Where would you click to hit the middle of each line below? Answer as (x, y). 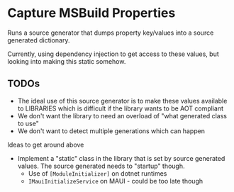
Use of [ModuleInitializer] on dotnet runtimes (97, 173)
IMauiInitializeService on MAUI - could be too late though (116, 181)
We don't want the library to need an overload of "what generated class (122, 115)
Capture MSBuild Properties (91, 13)
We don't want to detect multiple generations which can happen (111, 131)
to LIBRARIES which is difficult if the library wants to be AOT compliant (121, 108)
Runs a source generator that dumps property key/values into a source (111, 33)
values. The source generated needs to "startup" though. (101, 166)
